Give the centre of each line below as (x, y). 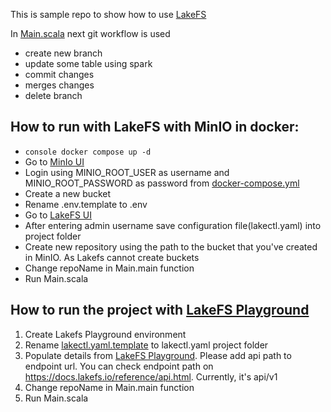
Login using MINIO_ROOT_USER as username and (127, 172)
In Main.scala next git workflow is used (90, 33)
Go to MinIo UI (54, 161)
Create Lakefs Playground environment (105, 334)
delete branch (53, 95)
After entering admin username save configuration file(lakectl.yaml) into (173, 225)
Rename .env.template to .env (86, 204)
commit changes (59, 74)
